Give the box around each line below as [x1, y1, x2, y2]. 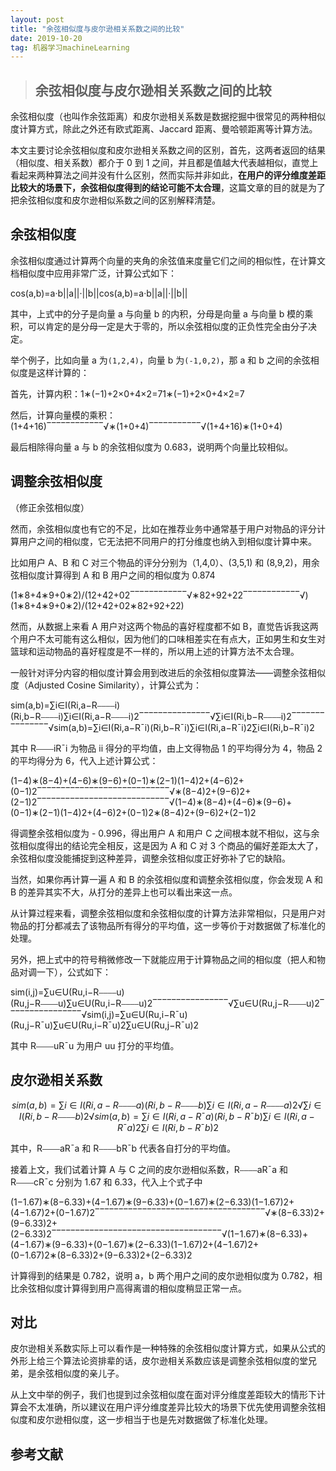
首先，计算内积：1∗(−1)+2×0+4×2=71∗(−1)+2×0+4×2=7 [10, 387, 245, 400]
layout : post [10, 14, 65, 25]
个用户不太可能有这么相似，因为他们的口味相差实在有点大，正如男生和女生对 [10, 632, 326, 645]
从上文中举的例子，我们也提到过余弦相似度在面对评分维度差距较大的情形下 [10, 1389, 317, 1401]
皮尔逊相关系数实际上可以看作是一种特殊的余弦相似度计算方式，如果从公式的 [10, 1342, 326, 1355]
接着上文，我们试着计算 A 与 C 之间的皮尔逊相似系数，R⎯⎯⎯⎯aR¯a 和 [10, 1163, 288, 1175]
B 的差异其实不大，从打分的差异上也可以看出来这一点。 [10, 886, 238, 898]
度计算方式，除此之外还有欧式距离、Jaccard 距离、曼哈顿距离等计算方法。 [10, 123, 318, 135]
